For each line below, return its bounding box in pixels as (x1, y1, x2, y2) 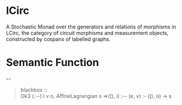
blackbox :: (20, 86, 47, 93)
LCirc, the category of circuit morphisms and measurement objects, (6, 29, 169, 36)
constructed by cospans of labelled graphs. (6, 35, 111, 42)
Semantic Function (6, 56, 99, 69)
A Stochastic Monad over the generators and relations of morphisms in (6, 23, 176, 30)
